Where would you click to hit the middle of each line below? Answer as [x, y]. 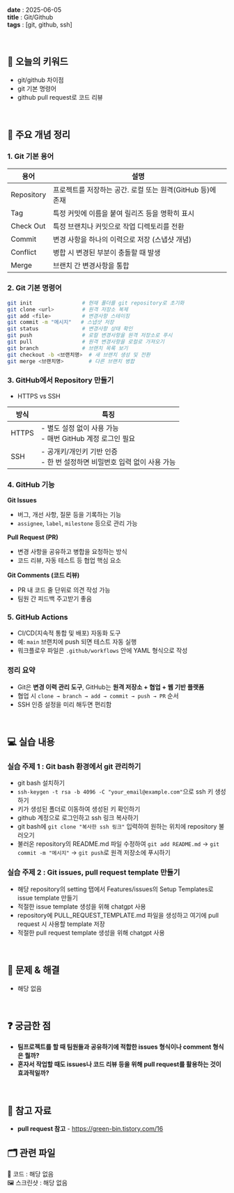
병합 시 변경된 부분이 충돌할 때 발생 [107, 252]
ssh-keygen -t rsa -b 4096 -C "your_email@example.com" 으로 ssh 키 [115, 792]
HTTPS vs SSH [39, 396]
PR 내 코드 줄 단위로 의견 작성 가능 [64, 590]
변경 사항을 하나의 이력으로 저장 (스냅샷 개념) [123, 239]
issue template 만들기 [48, 898]
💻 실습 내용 [31, 742]
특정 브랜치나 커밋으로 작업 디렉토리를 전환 [119, 226]
